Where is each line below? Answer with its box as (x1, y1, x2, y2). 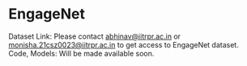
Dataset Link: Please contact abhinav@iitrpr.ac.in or (8, 31, 181, 41)
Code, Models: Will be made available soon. (8, 48, 155, 58)
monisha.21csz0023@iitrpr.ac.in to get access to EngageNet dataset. (8, 39, 239, 49)
